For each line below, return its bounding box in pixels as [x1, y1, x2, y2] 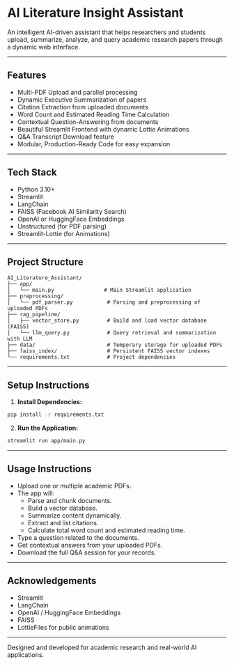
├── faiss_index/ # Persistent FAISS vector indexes [7, 348, 210, 355]
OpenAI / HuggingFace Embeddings [17, 608, 121, 617]
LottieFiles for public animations [17, 623, 109, 631]
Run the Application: [17, 424, 79, 433]
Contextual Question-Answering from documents [17, 117, 159, 126]
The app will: [17, 489, 54, 497]
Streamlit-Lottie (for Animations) [17, 229, 110, 238]
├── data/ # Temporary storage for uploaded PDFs [7, 341, 223, 349]
